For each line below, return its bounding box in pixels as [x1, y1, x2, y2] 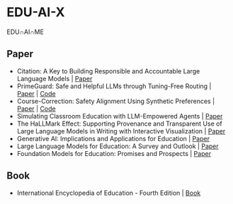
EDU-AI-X [6, 4, 65, 20]
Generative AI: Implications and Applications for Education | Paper [16, 134, 210, 143]
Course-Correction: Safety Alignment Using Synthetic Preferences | [16, 97, 215, 105]
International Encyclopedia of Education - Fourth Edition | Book [16, 188, 201, 197]
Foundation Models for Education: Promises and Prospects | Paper [16, 149, 212, 157]
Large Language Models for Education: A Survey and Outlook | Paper [16, 142, 219, 150]
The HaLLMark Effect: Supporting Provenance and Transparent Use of [16, 119, 222, 128]
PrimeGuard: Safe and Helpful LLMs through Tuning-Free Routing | [16, 82, 212, 90]
